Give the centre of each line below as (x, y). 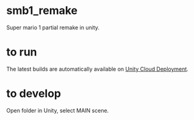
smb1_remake (42, 11)
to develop (34, 94)
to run (22, 52)
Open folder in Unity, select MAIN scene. (58, 110)
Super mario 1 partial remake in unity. (53, 27)
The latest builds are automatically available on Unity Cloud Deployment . (98, 69)
